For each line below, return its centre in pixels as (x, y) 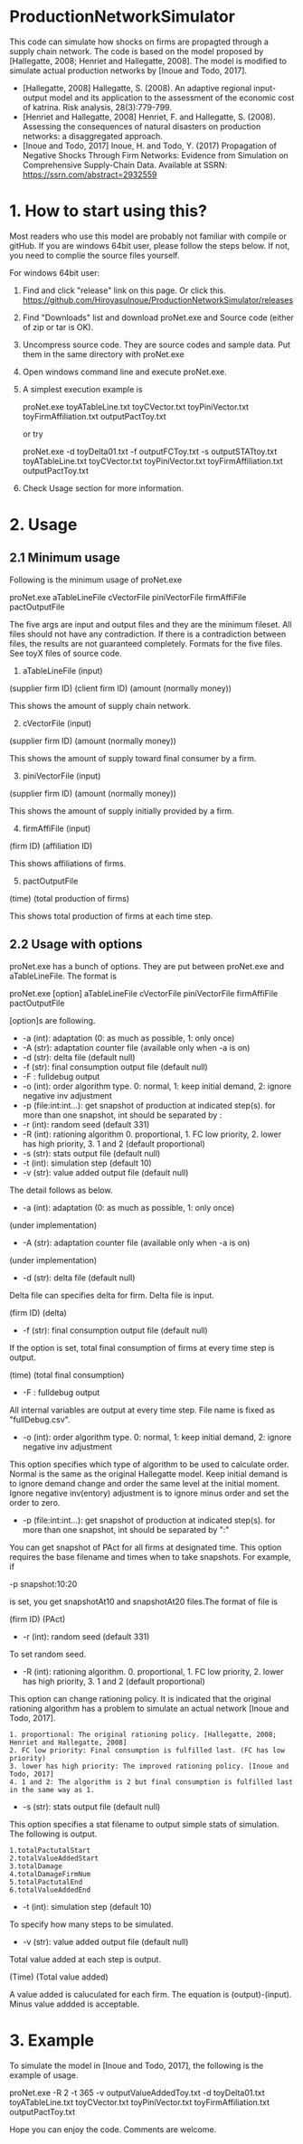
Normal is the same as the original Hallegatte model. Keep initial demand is (148, 1473)
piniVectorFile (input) (62, 776)
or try (33, 434)
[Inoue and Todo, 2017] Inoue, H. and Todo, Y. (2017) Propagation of (150, 146)
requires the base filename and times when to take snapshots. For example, (150, 1556)
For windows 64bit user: (55, 272)
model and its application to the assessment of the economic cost (172, 98)
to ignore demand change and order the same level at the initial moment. (145, 1483)
